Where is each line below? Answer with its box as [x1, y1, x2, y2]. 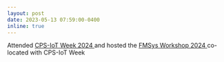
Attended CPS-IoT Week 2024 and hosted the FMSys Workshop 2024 [7, 42, 206, 50]
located [7, 48, 29, 57]
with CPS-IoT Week [30, 48, 85, 57]
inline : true [7, 22, 45, 29]
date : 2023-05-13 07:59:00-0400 [7, 16, 100, 23]
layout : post [7, 10, 45, 17]
